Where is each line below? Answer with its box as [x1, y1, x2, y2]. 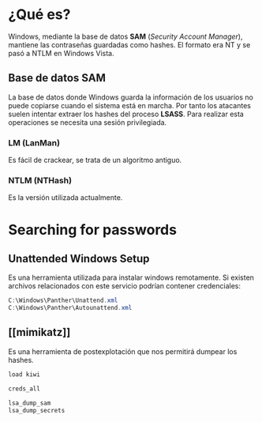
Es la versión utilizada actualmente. [8, 193, 123, 202]
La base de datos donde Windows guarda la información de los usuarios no [8, 92, 254, 102]
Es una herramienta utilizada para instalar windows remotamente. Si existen [8, 273, 255, 282]
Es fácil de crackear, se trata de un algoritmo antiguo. [8, 156, 182, 165]
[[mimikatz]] [8, 326, 71, 339]
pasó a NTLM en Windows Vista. [8, 48, 114, 58]
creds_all [8, 385, 41, 393]
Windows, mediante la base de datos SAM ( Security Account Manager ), [8, 32, 243, 41]
